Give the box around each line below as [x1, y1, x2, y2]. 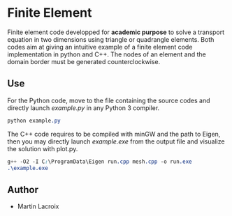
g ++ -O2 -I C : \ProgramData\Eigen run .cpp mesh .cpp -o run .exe [7, 158, 192, 165]
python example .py [7, 117, 61, 124]
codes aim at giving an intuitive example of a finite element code [7, 43, 193, 51]
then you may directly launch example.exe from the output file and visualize [7, 137, 225, 146]
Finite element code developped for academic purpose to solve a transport [7, 28, 225, 36]
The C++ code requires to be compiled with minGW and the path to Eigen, [7, 130, 221, 138]
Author [7, 183, 38, 196]
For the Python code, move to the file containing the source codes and [7, 96, 211, 105]
